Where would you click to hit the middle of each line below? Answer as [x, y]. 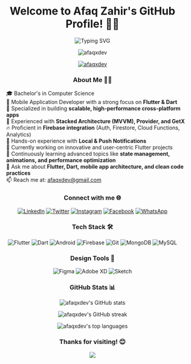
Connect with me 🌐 [92, 198]
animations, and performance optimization [61, 160]
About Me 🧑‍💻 [92, 80]
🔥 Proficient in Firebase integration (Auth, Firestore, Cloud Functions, [93, 128]
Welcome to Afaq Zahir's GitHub [92, 11]
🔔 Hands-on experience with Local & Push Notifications [76, 141]
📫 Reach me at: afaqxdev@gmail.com [53, 180]
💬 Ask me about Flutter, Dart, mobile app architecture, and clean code [95, 167]
